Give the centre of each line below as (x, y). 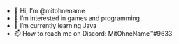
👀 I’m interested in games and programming (77, 18)
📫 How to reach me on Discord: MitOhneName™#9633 (93, 34)
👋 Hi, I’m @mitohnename (49, 11)
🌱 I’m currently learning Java (55, 25)
